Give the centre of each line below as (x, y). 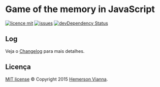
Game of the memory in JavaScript (80, 9)
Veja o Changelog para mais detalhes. (45, 51)
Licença (18, 67)
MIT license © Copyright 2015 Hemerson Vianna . (57, 79)
